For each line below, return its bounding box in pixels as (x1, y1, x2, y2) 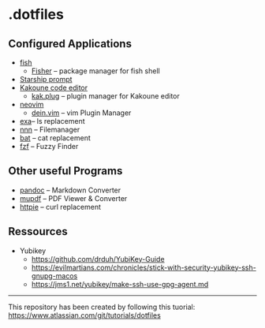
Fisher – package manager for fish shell (31, 66, 160, 76)
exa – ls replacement (19, 117, 85, 125)
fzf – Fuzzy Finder (19, 142, 79, 151)
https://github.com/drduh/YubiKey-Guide (31, 254, 165, 263)
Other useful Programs (8, 164, 123, 178)
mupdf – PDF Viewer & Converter (19, 193, 128, 203)
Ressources (8, 225, 69, 238)
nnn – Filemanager (19, 125, 80, 134)
